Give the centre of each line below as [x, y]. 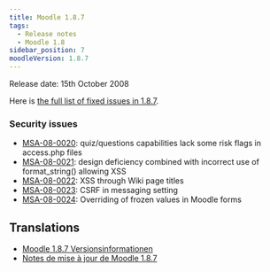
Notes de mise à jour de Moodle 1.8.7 [89, 259]
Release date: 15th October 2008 [69, 84]
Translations [45, 227]
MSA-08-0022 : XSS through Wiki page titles [103, 181]
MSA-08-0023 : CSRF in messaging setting [100, 190]
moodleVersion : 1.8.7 [49, 58]
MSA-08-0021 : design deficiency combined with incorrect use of [140, 162]
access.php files [52, 152]
